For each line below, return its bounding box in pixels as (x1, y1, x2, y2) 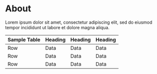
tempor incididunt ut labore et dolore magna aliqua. (5, 24, 110, 30)
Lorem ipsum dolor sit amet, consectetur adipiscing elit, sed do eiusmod (5, 19, 153, 25)
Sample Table (7, 36, 41, 43)
